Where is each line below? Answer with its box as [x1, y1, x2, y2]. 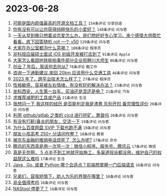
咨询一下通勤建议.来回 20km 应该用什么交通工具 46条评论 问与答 [12, 69, 141, 75]
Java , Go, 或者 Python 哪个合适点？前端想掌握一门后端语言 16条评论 [12, 162, 152, 168]
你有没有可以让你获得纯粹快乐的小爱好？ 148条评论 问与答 [12, 26, 127, 32]
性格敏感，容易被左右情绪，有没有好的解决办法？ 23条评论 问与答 [12, 82, 143, 88]
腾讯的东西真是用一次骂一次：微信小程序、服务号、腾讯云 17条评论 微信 [12, 143, 156, 149]
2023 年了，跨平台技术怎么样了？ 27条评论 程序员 [12, 75, 111, 82]
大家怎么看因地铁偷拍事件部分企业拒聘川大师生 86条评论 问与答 [12, 57, 138, 63]
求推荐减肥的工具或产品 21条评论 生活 [12, 94, 86, 100]
